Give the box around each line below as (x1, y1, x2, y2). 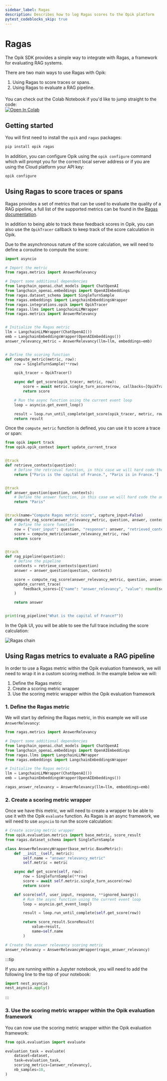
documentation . (5, 211, 38, 217)
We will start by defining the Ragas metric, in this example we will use (5, 715, 148, 721)
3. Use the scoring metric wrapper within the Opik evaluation (5, 1007, 155, 1014)
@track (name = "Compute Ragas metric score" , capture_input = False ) (5, 513, 143, 518)
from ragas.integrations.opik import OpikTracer (5, 302, 108, 307)
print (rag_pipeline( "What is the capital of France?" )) (5, 613, 123, 619)
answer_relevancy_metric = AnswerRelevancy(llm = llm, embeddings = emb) (5, 338, 153, 344)
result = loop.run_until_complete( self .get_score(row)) (23, 911, 141, 916)
